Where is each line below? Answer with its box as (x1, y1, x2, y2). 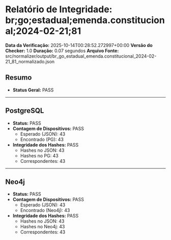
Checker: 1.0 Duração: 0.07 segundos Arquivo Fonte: (5, 47, 119, 54)
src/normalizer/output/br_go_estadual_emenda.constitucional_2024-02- (5, 53, 157, 59)
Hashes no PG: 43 (20, 152, 59, 159)
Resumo (5, 73, 32, 82)
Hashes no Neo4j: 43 (20, 224, 65, 230)
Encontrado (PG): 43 (20, 136, 64, 142)
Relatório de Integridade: (5, 4, 112, 15)
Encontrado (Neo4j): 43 (20, 207, 70, 213)
